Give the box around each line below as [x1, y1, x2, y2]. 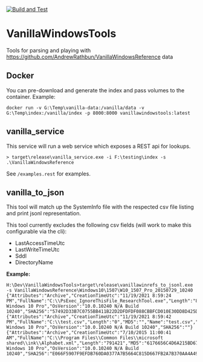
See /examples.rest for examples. [6, 170, 91, 177]
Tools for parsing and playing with [6, 46, 91, 54]
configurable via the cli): [6, 228, 67, 235]
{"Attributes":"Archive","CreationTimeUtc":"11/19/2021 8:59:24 [6, 293, 172, 299]
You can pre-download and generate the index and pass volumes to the [6, 86, 185, 94]
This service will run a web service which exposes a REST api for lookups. [6, 142, 191, 150]
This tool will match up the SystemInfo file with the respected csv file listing [6, 203, 195, 211]
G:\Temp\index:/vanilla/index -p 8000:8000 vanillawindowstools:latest [6, 110, 190, 116]
